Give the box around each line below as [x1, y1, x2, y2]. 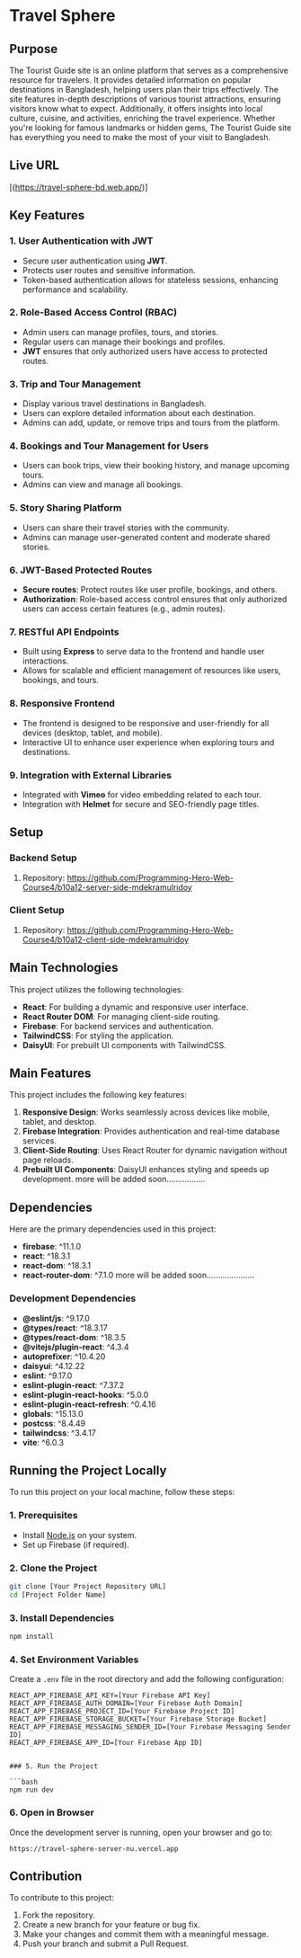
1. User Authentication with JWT [9, 235, 154, 247]
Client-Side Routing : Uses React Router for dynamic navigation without [22, 1145, 288, 1156]
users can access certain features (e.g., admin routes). [22, 603, 226, 614]
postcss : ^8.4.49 [22, 1418, 86, 1428]
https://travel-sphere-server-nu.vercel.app [9, 1844, 179, 1853]
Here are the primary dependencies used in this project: [9, 1224, 217, 1234]
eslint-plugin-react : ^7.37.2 [22, 1379, 125, 1390]
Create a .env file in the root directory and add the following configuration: [9, 1674, 285, 1685]
